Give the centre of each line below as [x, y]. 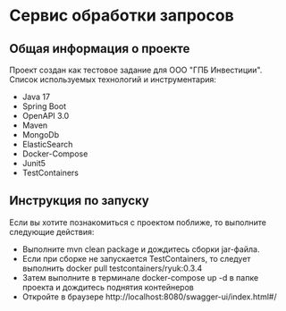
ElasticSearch [47, 144]
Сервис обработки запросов [122, 16]
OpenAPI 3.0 [46, 116]
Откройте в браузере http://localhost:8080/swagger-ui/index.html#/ [149, 297]
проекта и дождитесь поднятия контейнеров [108, 287]
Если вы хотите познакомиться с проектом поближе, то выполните [138, 222]
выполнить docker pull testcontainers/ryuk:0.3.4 [112, 268]
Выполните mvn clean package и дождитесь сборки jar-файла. [141, 249]
